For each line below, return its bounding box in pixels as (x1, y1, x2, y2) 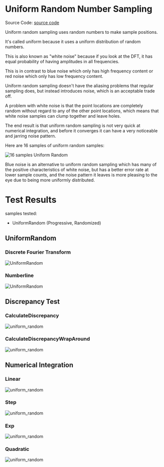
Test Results (5, 195, 57, 205)
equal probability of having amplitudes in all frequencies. (5, 58, 119, 64)
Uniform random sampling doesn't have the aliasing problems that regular (5, 82, 154, 89)
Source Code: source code (5, 20, 60, 25)
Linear (5, 376, 21, 383)
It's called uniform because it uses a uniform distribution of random (5, 38, 141, 45)
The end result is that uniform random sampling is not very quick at (5, 123, 141, 128)
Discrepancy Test (5, 297, 60, 306)
